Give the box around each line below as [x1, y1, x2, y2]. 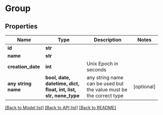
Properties [5, 22, 38, 30]
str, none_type [45, 92, 80, 99]
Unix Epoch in [86, 60, 118, 67]
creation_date [7, 63, 40, 70]
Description [94, 37, 122, 43]
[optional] [133, 83, 156, 90]
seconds [86, 66, 107, 73]
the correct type [86, 92, 124, 99]
